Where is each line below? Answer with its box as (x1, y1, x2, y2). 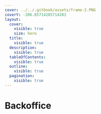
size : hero (14, 31, 37, 36)
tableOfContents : (9, 54, 46, 60)
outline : (9, 64, 28, 69)
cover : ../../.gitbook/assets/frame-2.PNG (5, 7, 96, 13)
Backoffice (5, 100, 52, 111)
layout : (5, 17, 21, 22)
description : (9, 45, 37, 50)
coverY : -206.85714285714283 (5, 12, 66, 17)
